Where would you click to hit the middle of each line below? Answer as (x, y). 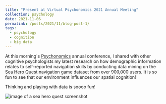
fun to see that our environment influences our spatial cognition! (71, 77)
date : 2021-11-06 (23, 19)
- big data (21, 42)
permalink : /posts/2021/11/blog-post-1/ (48, 24)
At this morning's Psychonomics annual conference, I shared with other (78, 56)
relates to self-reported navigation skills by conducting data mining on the (81, 66)
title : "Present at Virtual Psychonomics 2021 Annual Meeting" (72, 10)
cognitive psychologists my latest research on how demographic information (83, 61)
